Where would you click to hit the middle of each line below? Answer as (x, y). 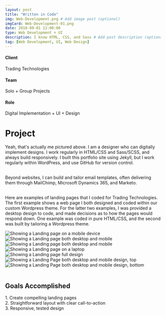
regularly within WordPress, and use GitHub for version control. (70, 163)
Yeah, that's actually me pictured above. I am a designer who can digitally (80, 147)
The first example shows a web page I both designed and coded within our (81, 203)
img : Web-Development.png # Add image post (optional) (63, 19)
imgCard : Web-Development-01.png (40, 23)
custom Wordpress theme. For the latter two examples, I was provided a (78, 208)
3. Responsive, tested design (35, 308)
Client (12, 58)
